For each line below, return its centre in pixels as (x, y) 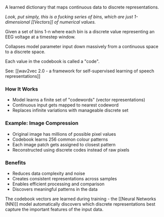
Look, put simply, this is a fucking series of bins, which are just (69, 17)
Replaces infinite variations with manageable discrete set (70, 110)
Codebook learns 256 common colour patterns (60, 139)
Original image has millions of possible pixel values (64, 134)
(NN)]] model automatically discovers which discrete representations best (80, 204)
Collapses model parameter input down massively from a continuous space (82, 46)
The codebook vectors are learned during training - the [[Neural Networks (81, 199)
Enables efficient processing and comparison (58, 184)
